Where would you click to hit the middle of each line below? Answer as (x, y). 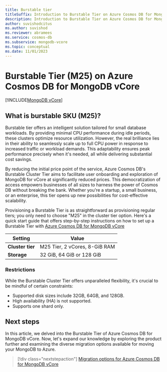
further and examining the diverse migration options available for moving (80, 344)
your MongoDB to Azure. (31, 349)
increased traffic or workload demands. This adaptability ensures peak (78, 149)
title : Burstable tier (29, 10)
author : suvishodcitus (29, 24)
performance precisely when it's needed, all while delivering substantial (79, 154)
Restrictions (20, 270)
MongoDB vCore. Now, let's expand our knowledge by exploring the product (83, 339)
